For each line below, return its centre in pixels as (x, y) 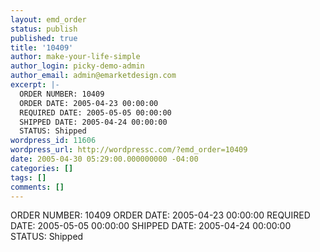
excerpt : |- (35, 85)
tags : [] (28, 177)
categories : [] (42, 168)
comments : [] (37, 187)
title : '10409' (42, 47)
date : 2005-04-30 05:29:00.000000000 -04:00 (104, 159)
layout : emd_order (48, 19)
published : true (44, 38)
